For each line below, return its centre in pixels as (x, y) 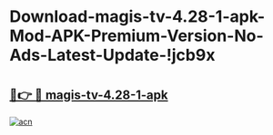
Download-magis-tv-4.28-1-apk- (137, 17)
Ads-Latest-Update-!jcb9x (112, 55)
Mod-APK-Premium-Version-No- (136, 36)
